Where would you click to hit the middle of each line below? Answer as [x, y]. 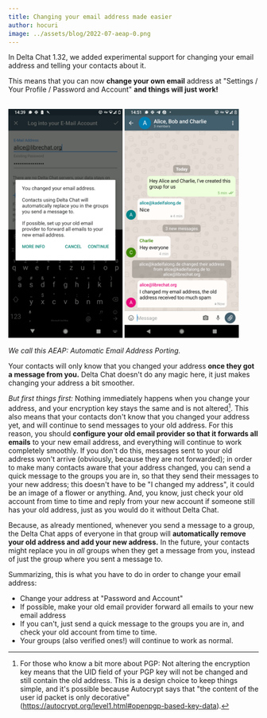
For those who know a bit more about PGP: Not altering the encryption [135, 664]
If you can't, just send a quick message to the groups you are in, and [132, 624]
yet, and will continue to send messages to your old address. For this [121, 425]
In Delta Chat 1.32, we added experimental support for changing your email [131, 57]
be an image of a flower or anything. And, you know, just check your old [126, 493]
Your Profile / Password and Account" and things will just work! [113, 90]
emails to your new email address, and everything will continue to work [125, 443]
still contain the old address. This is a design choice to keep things [129, 681]
